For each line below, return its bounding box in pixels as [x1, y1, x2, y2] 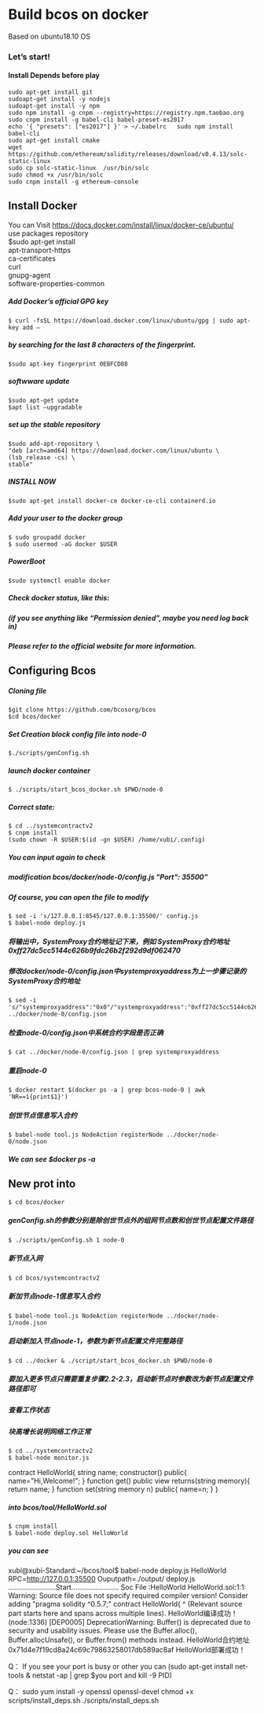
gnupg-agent [8, 270, 51, 280]
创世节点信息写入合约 [8, 1110, 77, 1120]
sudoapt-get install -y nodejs [8, 95, 111, 103]
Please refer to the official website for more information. [8, 641, 196, 651]
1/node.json [8, 1318, 47, 1327]
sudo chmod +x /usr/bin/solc [8, 171, 104, 179]
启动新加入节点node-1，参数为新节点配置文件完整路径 [8, 1336, 183, 1346]
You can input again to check [8, 853, 106, 862]
